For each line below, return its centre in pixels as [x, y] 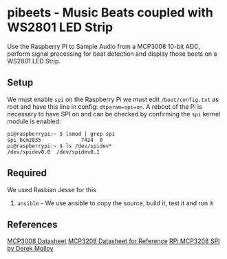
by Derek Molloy [30, 249]
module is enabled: [34, 121]
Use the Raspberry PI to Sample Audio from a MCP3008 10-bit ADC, [104, 46]
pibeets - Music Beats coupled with [110, 13]
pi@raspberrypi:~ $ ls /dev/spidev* [60, 146]
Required [27, 173]
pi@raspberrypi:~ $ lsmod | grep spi [61, 134]
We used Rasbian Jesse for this [52, 189]
